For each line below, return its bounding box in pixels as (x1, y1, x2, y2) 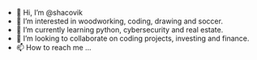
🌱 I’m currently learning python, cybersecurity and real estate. (15, 25, 224, 34)
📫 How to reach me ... (15, 43, 92, 52)
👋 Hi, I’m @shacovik (15, 8, 84, 17)
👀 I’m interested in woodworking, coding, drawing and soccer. (15, 16, 223, 26)
